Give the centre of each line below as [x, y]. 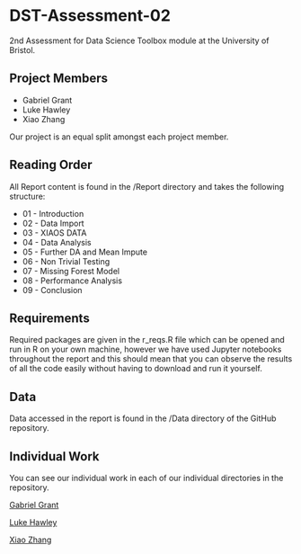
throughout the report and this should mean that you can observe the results [151, 359]
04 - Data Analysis [57, 242]
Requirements [49, 318]
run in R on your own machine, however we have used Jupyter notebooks [146, 349]
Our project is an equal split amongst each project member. [119, 137]
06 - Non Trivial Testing [66, 261]
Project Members [59, 79]
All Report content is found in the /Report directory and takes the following [147, 186]
